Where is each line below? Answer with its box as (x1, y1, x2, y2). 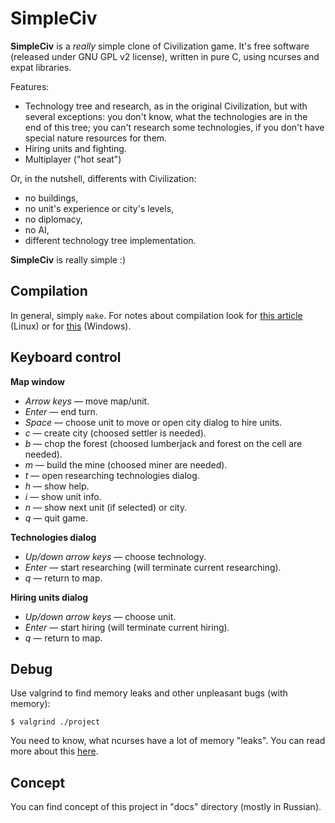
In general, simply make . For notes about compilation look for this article (10, 309, 303, 321)
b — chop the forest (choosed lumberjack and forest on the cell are (24, 437, 303, 449)
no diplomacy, (24, 213, 83, 225)
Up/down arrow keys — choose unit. (24, 610, 177, 622)
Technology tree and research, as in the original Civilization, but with (24, 100, 308, 112)
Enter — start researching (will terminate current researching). (24, 561, 282, 573)
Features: (10, 80, 50, 92)
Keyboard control (10, 349, 122, 366)
